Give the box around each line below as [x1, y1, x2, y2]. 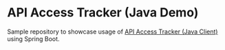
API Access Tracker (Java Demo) [7, 5, 199, 21]
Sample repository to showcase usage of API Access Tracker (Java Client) [7, 27, 218, 36]
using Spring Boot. [7, 34, 60, 42]
